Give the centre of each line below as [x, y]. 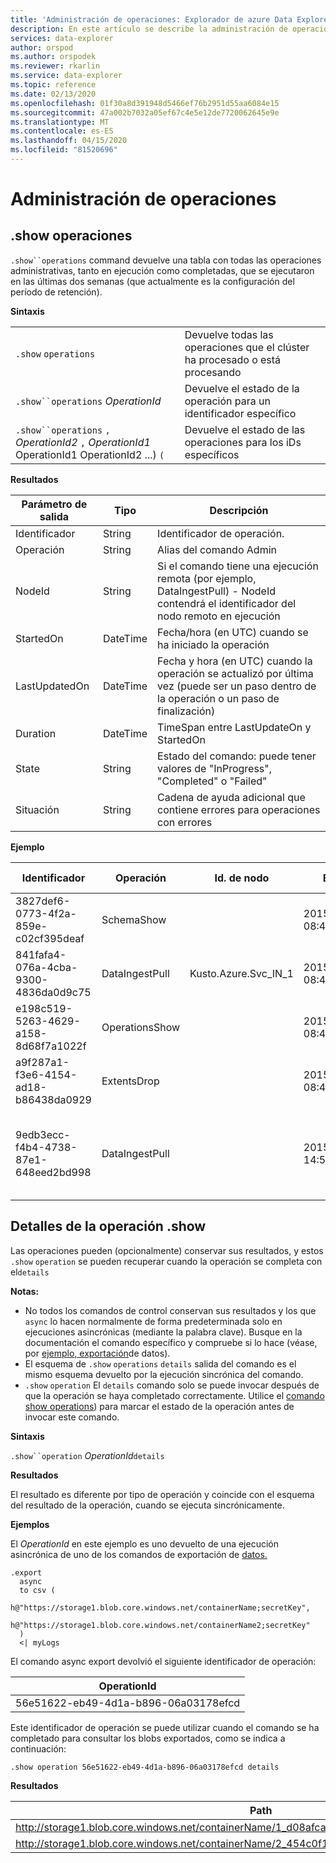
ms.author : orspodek [53, 57]
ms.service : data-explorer [66, 76]
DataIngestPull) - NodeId [217, 591]
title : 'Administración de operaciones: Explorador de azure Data [151, 19]
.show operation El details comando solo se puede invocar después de [172, 1385]
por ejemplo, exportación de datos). [97, 1353]
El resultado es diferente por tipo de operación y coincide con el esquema [162, 1494]
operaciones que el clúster [247, 347]
